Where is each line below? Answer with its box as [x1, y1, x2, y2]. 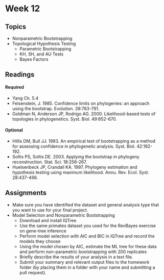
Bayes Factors [19, 56, 48, 62]
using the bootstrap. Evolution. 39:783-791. [12, 105, 99, 111]
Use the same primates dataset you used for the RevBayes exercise [19, 223, 156, 229]
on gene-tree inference [19, 228, 67, 233]
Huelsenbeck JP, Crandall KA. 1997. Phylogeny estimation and [12, 164, 138, 170]
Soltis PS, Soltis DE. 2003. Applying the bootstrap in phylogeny [12, 153, 140, 159]
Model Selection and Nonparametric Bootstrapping [12, 212, 115, 218]
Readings [5, 71, 35, 79]
